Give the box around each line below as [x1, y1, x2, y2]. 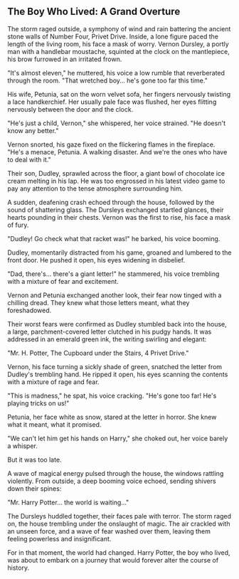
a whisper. [7, 441, 38, 450]
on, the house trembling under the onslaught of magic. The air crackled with [7, 519, 230, 528]
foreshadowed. [7, 306, 52, 314]
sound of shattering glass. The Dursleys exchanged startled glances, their [7, 206, 224, 214]
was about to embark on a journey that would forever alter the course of [7, 556, 219, 564]
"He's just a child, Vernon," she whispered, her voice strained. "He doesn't [7, 119, 226, 127]
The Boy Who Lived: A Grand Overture [7, 6, 181, 18]
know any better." [7, 126, 59, 134]
